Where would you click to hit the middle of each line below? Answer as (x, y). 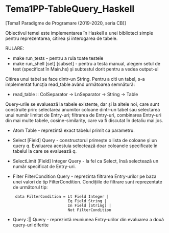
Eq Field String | (87, 201)
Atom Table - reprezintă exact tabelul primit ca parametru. (74, 130)
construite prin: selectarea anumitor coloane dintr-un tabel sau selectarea (83, 109)
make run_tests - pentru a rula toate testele (58, 58)
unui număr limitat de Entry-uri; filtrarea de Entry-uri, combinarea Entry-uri (83, 115)
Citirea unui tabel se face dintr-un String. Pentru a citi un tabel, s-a (75, 79)
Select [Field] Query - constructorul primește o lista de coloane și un (85, 140)
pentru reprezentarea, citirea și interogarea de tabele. (62, 38)
